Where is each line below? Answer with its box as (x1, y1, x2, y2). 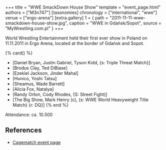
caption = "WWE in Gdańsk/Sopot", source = (69, 20, 161, 26)
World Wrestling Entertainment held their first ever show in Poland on (5, 35, 147, 41)
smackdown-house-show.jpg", (5, 20, 68, 26)
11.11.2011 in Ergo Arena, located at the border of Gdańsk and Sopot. (5, 40, 144, 46)
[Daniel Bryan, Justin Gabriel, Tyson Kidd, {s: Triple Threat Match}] (12, 60, 150, 65)
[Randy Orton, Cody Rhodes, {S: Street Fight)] (12, 92, 107, 97)
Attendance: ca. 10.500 (5, 112, 53, 118)
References (5, 126, 42, 135)
